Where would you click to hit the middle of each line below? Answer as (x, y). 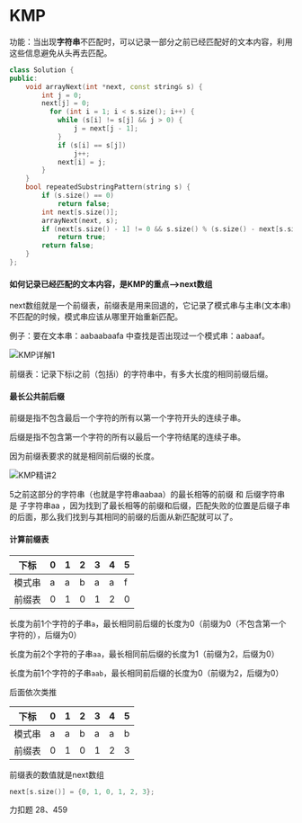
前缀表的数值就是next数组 (57, 774)
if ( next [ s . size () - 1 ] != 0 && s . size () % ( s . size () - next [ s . (164, 229)
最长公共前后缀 (37, 396)
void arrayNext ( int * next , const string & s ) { (114, 86)
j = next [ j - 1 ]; (106, 129)
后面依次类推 (33, 692)
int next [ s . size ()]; (80, 212)
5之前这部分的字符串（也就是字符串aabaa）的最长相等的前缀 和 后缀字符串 (147, 495)
